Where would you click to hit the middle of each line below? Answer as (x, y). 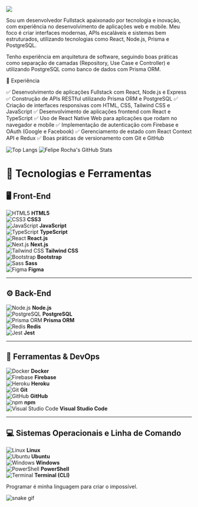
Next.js (39, 244)
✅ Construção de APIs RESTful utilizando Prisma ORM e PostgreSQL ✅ (92, 99)
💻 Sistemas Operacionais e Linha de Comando (94, 433)
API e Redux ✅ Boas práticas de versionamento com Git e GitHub (85, 138)
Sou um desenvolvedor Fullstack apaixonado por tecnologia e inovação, (93, 20)
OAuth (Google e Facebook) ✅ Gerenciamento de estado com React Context (99, 131)
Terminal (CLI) (52, 475)
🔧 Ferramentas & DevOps (53, 357)
